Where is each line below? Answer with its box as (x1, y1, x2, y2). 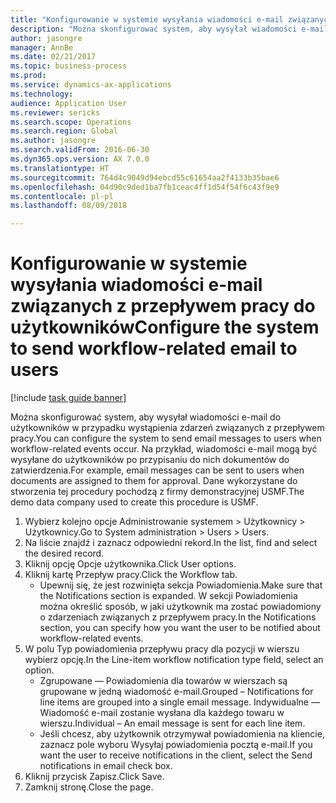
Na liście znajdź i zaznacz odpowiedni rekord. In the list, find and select (24, 537, 318, 549)
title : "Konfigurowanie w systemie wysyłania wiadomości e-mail (10, 14, 284, 25)
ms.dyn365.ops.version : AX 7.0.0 (10, 154, 150, 164)
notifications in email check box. (39, 760, 173, 772)
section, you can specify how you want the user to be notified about (39, 622, 321, 634)
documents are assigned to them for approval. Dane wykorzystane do (10, 475, 298, 487)
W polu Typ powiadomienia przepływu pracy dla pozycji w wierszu (24, 643, 300, 655)
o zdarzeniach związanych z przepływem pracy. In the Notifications (39, 611, 317, 623)
